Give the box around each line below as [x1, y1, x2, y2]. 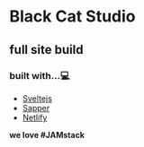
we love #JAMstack [9, 129, 85, 140]
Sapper [22, 102, 50, 113]
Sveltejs [22, 92, 52, 104]
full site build [9, 42, 84, 57]
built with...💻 [9, 69, 70, 82]
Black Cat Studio [9, 6, 136, 27]
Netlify [22, 112, 48, 123]
